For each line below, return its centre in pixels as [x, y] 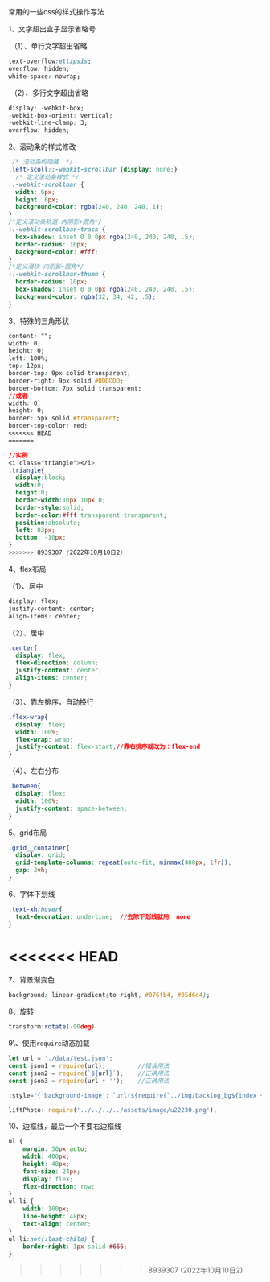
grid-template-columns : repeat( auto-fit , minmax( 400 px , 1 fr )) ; [124, 863]
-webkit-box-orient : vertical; [61, 115]
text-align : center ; [57, 1224]
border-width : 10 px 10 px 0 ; [61, 500]
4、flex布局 [27, 569]
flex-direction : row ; [59, 1186]
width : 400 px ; [46, 1157]
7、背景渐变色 [31, 980]
